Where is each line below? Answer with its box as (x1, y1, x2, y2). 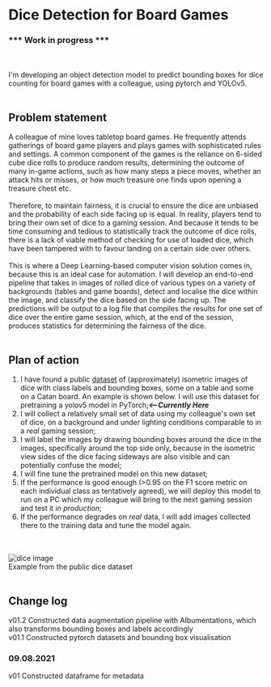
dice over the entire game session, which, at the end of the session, (8, 313, 235, 322)
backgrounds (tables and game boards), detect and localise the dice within (8, 287, 258, 297)
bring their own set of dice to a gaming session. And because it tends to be (8, 218, 259, 228)
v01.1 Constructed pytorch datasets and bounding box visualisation (8, 632, 231, 642)
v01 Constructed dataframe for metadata (8, 671, 144, 681)
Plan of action (8, 353, 79, 367)
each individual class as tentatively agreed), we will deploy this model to (19, 487, 261, 496)
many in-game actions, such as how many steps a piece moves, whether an (8, 166, 261, 176)
